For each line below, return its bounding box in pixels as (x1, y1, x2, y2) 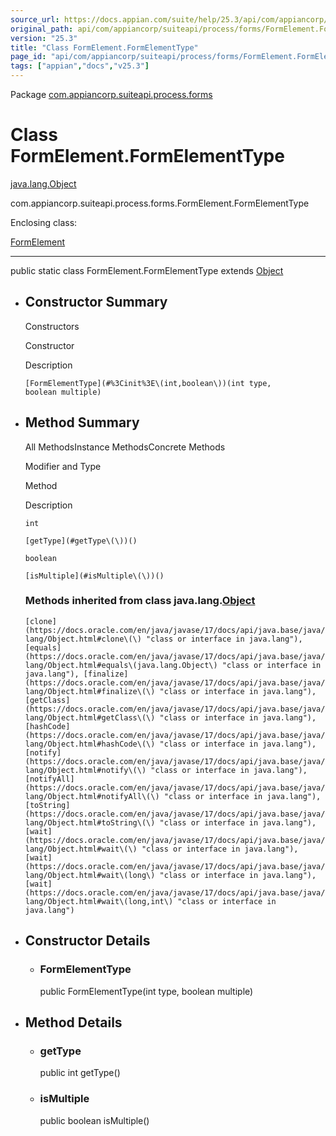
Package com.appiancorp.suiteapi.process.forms (10, 89, 213, 100)
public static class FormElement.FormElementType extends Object (10, 264, 284, 276)
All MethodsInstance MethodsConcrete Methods (24, 441, 226, 453)
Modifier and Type (24, 460, 102, 472)
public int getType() (39, 1067, 121, 1079)
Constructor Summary (24, 294, 168, 311)
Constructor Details (24, 932, 151, 950)
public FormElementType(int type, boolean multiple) (39, 985, 254, 997)
